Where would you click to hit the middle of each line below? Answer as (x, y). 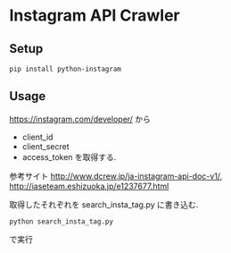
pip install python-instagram (66, 69)
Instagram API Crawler (95, 16)
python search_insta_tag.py (62, 221)
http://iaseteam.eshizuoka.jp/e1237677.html (89, 186)
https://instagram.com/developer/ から (80, 119)
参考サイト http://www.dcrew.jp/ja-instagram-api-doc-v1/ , (116, 176)
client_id (37, 137)
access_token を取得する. (69, 156)
